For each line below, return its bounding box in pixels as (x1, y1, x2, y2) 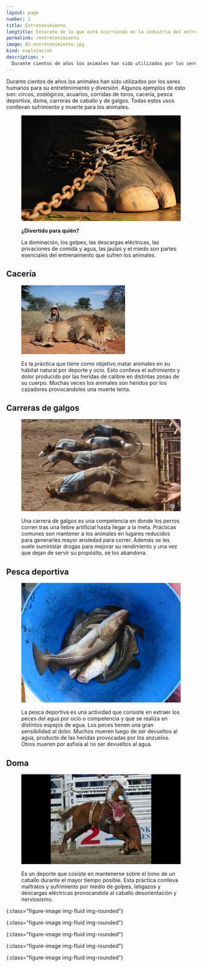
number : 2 (6, 16, 31, 22)
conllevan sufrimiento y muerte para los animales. (6, 103, 130, 111)
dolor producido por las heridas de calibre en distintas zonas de (21, 373, 179, 380)
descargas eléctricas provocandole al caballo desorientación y (21, 889, 177, 896)
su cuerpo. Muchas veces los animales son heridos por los (21, 379, 167, 386)
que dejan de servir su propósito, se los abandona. (21, 549, 147, 556)
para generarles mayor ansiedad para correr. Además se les (21, 536, 170, 544)
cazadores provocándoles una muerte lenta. (21, 385, 131, 393)
